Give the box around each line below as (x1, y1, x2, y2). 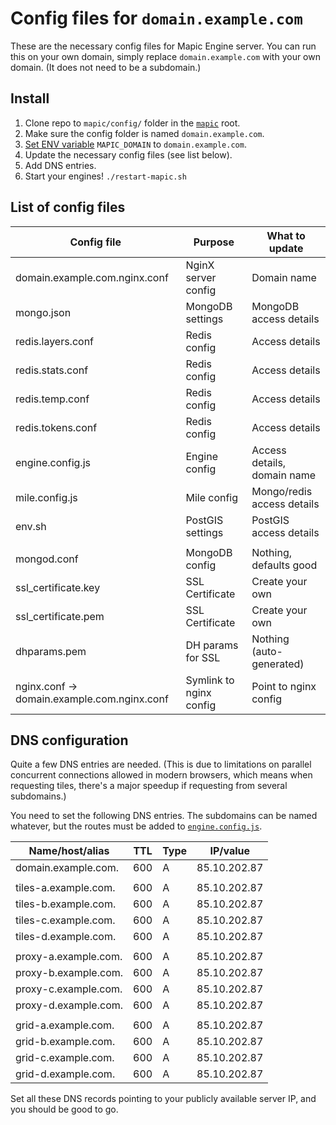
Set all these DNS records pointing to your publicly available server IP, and (10, 1093, 317, 1105)
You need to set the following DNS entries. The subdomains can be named (10, 810, 318, 822)
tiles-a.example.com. (15, 881, 116, 895)
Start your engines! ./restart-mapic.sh (24, 170, 187, 182)
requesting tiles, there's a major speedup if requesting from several (10, 780, 288, 792)
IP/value (209, 844, 251, 858)
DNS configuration (10, 732, 129, 749)
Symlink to (185, 673, 235, 687)
